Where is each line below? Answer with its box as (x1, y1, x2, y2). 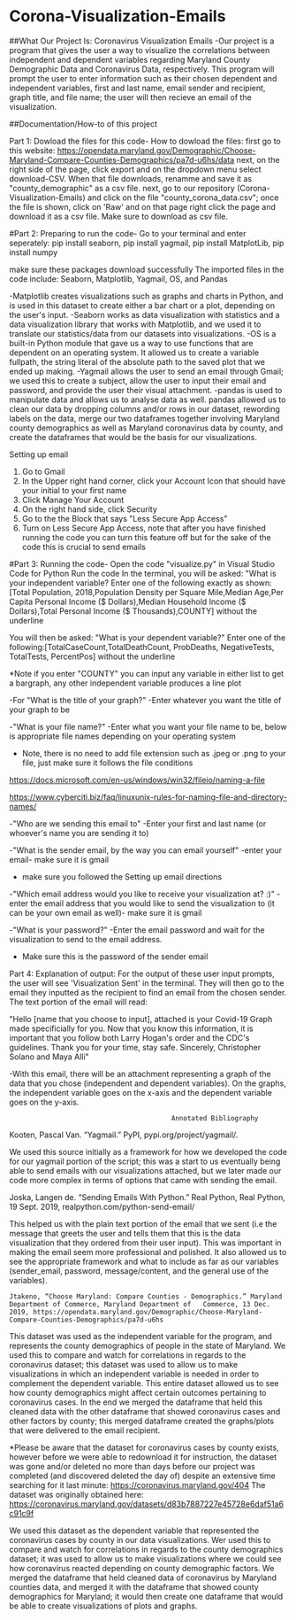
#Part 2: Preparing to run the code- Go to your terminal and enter (9, 228, 247, 238)
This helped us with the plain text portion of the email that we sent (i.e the (9, 1218, 277, 1229)
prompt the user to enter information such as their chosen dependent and (9, 73, 277, 83)
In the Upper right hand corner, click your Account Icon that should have (21, 476, 285, 486)
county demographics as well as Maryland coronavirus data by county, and (9, 422, 284, 433)
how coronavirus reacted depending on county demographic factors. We (9, 1562, 275, 1573)
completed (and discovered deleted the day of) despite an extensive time (9, 1470, 276, 1481)
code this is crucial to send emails (21, 541, 146, 552)
